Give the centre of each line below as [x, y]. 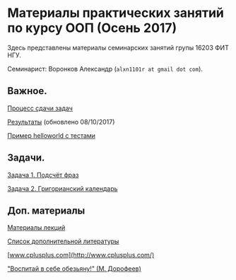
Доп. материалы [46, 210]
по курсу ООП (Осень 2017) [92, 28]
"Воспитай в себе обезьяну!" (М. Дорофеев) [74, 269]
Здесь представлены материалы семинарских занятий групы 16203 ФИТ [118, 47]
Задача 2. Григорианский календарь [63, 188]
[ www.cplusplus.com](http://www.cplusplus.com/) [81, 255]
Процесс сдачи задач [40, 108]
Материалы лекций [36, 228]
